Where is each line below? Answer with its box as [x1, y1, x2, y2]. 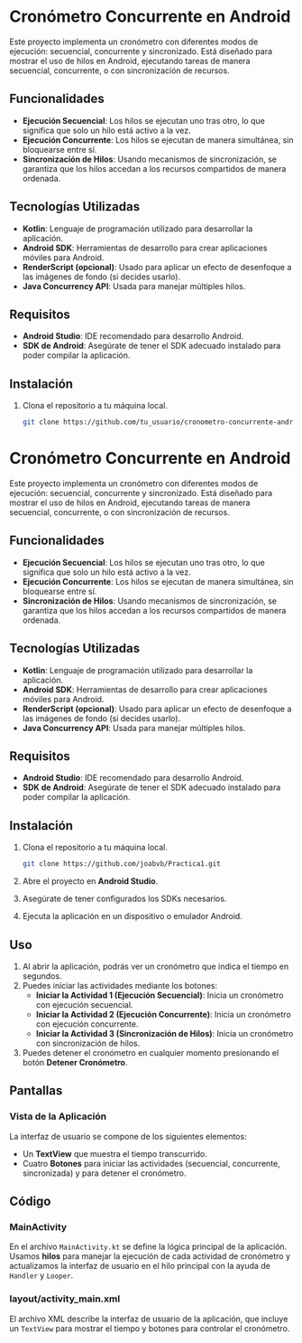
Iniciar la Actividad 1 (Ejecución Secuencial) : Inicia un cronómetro [35, 990, 284, 1000]
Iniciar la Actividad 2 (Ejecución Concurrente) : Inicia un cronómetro [35, 1009, 291, 1019]
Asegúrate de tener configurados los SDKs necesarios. [22, 893, 227, 905]
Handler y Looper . [9, 1270, 74, 1281]
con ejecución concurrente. [35, 1019, 139, 1029]
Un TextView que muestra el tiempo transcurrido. [22, 1148, 207, 1159]
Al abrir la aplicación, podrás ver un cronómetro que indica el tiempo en [22, 961, 289, 972]
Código [9, 1194, 51, 1209]
